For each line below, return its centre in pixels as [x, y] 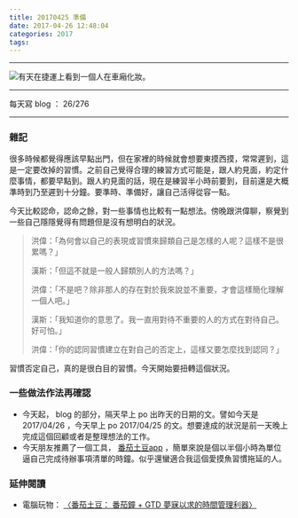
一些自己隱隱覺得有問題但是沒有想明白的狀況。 [94, 222]
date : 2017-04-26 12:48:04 [59, 26]
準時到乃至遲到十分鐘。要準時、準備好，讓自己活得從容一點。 [122, 192]
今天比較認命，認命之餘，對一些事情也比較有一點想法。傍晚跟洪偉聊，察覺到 [149, 210]
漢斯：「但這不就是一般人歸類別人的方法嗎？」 [114, 271]
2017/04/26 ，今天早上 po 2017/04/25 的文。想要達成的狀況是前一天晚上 [155, 425]
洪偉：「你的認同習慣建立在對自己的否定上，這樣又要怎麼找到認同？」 [157, 349]
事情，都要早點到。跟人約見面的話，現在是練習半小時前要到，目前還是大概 [153, 181]
